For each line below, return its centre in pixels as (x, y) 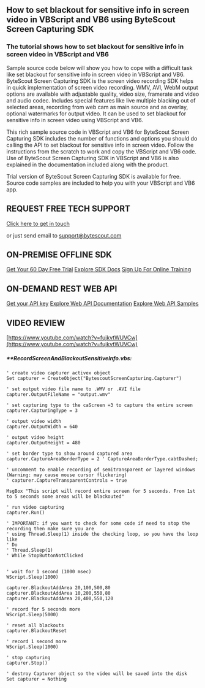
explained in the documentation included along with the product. (88, 164)
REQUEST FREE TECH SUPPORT (68, 209)
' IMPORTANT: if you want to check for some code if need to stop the (98, 523)
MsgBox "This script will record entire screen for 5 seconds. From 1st (101, 491)
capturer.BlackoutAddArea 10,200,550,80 (59, 593)
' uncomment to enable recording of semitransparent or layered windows (101, 470)
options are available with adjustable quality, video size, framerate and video (103, 94)
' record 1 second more (37, 641)
